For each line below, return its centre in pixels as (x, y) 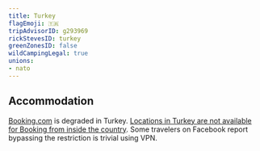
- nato (19, 69)
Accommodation (51, 101)
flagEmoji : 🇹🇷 (34, 23)
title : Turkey (32, 16)
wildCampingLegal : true (48, 53)
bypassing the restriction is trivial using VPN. (83, 137)
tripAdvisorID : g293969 (48, 31)
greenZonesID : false (43, 46)
